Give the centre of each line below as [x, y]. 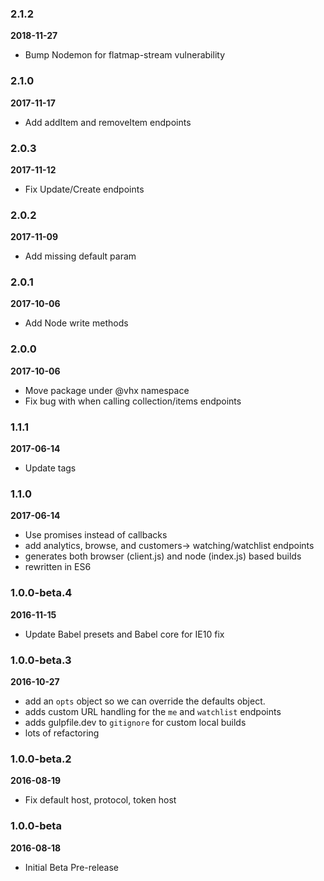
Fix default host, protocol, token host [100, 800]
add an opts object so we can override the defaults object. [145, 701]
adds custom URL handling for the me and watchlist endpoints [153, 711]
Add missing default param [80, 256]
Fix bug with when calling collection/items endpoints [133, 401]
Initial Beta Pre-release [72, 867]
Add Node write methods [76, 323]
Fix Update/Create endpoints [84, 189]
